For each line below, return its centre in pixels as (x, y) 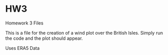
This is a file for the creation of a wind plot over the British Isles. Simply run (84, 33)
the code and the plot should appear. (44, 38)
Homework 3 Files (24, 23)
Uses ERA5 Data (22, 48)
